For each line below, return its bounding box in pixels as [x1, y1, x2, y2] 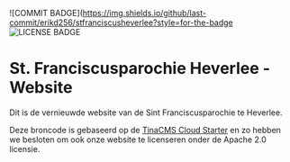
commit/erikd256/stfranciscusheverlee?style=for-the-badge [9, 17, 234, 28]
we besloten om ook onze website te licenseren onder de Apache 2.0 [9, 134, 267, 145]
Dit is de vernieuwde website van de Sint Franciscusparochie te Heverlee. [9, 107, 283, 118]
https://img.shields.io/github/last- [82, 8, 207, 18]
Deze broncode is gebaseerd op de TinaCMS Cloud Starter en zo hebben [9, 124, 282, 135]
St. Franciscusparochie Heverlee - [9, 58, 271, 79]
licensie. [9, 143, 41, 154]
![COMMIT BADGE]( [9, 8, 84, 18]
